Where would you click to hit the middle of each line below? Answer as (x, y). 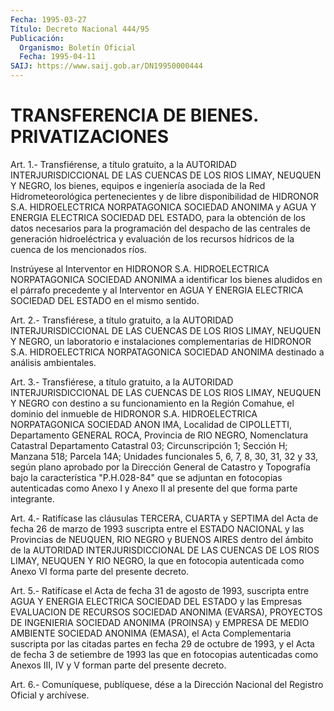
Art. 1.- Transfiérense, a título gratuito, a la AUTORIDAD (123, 164)
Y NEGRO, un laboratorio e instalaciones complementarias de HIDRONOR (161, 341)
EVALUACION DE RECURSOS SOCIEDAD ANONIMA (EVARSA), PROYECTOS (166, 612)
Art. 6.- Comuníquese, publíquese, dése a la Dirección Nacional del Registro (167, 684)
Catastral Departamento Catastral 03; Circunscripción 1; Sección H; (149, 445)
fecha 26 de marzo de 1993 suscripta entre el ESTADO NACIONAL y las (157, 528)
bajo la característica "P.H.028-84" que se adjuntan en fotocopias (146, 477)
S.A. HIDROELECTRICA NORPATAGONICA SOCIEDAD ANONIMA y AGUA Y (163, 207)
